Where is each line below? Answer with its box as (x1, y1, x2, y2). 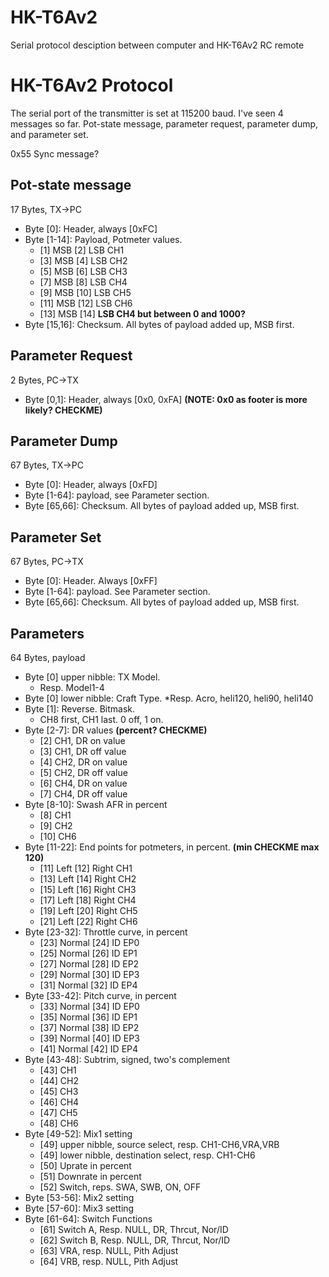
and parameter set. (10, 128, 89, 140)
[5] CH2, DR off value (39, 766, 128, 778)
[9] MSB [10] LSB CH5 (39, 286, 132, 298)
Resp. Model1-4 (39, 681, 105, 693)
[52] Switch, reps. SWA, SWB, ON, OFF (39, 1181, 202, 1193)
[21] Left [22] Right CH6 (39, 915, 138, 927)
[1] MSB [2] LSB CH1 (39, 244, 125, 256)
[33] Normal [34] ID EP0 (39, 1000, 140, 1012)
